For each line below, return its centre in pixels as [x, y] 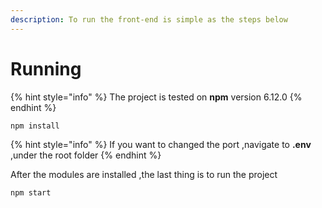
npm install [35, 126]
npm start [31, 192]
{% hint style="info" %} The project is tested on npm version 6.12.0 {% [156, 97]
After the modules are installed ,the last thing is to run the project [144, 174]
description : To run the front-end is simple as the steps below [149, 19]
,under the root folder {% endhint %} [86, 155]
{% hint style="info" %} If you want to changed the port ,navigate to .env [161, 144]
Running [46, 68]
